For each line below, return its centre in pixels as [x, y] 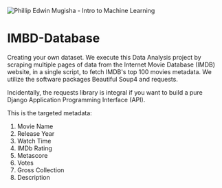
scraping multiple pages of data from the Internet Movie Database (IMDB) [111, 64]
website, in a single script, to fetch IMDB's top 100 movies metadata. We [109, 71]
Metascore [32, 155]
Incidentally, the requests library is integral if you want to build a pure [105, 92]
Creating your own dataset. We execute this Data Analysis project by [104, 57]
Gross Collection [41, 170]
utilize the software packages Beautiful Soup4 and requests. [93, 79]
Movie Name [35, 126]
